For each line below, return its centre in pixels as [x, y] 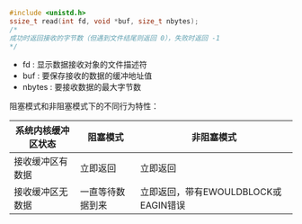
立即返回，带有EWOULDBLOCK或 [211, 192]
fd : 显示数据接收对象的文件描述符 [85, 65]
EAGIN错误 [163, 205]
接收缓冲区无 [41, 192]
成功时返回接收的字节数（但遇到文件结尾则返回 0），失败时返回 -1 [115, 38]
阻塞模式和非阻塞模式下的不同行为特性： [84, 106]
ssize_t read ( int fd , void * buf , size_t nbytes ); [104, 21]
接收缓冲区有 [41, 162]
